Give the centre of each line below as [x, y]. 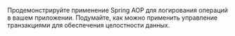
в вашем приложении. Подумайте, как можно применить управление [113, 18]
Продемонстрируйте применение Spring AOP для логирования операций [118, 10]
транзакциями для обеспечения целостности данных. [89, 25]
